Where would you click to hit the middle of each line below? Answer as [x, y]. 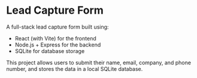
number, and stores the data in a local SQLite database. [75, 68]
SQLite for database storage [50, 51]
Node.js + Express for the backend [58, 45]
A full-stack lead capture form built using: [57, 27]
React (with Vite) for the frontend [56, 38]
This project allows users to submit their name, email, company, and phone [99, 63]
